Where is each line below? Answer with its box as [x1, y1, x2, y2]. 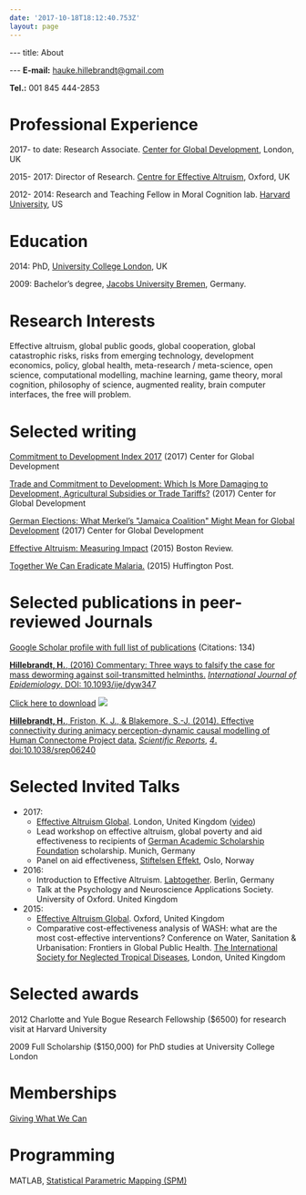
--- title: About [9, 46, 64, 57]
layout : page [9, 22, 59, 31]
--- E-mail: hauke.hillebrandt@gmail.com [9, 65, 165, 76]
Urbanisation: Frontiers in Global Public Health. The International [36, 943, 278, 953]
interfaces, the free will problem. [9, 389, 132, 400]
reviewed [9, 612, 82, 633]
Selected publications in [9, 592, 197, 613]
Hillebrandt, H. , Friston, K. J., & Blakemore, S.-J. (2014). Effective [9, 716, 255, 726]
